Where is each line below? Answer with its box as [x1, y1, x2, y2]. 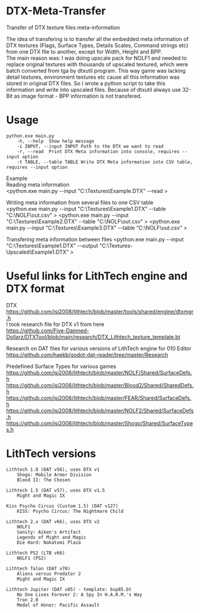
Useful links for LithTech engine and [6, 269, 187, 283]
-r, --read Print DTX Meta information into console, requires [17, 148, 180, 154]
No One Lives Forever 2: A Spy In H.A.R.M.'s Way [17, 592, 143, 598]
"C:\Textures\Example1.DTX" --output [6, 242, 98, 249]
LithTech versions [6, 447, 96, 460]
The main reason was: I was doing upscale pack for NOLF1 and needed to [6, 54, 187, 61]
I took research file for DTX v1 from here [6, 320, 105, 328]
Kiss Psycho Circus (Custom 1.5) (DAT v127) [6, 503, 118, 509]
